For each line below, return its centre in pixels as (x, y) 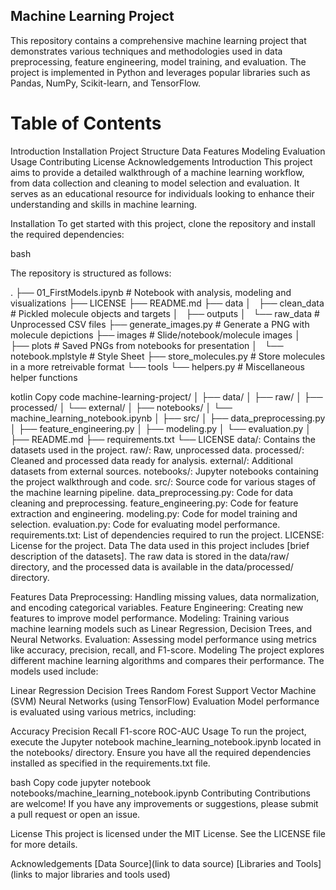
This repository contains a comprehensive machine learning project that (158, 40)
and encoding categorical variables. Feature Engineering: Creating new (157, 607)
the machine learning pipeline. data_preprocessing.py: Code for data (152, 492)
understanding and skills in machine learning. (104, 204)
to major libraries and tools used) (102, 874)
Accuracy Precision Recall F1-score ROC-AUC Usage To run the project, (158, 731)
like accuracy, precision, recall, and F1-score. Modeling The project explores (167, 650)
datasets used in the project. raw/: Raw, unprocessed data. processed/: (157, 450)
